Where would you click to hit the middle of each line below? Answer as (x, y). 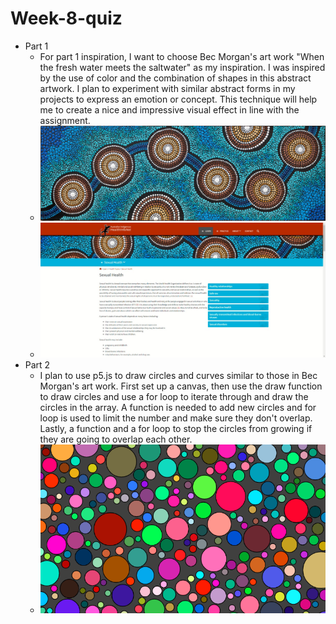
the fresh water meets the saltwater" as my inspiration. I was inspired (182, 67)
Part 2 (37, 365)
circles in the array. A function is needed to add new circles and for (178, 408)
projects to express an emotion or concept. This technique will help (178, 99)
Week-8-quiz (66, 18)
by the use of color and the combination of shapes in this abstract (175, 78)
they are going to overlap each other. (116, 439)
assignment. (65, 120)
